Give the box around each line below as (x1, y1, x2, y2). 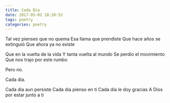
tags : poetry (5, 17, 33, 22)
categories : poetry (5, 22, 47, 27)
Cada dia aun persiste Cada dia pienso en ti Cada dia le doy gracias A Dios (5, 87, 163, 93)
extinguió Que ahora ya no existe (5, 42, 75, 48)
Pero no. (5, 67, 24, 73)
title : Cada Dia (5, 7, 40, 13)
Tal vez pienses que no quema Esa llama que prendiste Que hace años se (5, 36, 161, 42)
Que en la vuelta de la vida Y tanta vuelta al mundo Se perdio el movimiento (5, 51, 165, 57)
